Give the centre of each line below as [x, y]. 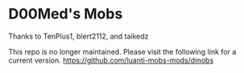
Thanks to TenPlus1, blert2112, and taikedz [79, 36]
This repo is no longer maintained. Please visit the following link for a [122, 51]
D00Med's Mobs [66, 14]
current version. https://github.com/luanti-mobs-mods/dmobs [111, 60]
